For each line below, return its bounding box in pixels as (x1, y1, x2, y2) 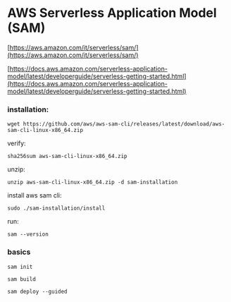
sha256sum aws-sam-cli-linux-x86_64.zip (7, 153, 128, 160)
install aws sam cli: (7, 191, 62, 200)
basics (7, 247, 31, 257)
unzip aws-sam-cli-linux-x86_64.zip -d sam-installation (7, 179, 178, 186)
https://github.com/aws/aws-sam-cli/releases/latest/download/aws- (23, 121, 225, 128)
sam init (7, 263, 33, 270)
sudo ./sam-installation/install (7, 205, 106, 212)
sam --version (7, 231, 49, 238)
